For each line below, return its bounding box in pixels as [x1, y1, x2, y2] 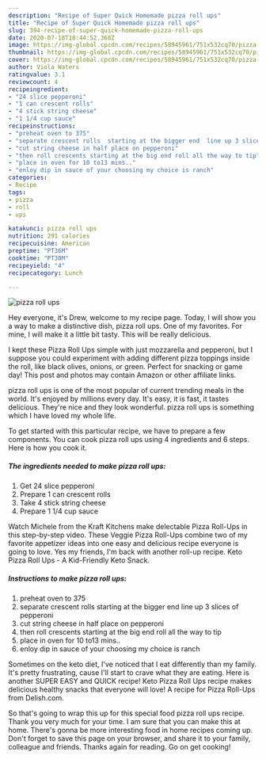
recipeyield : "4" [8, 261, 66, 269]
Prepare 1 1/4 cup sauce [19, 506, 99, 516]
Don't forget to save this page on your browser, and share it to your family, [8, 734, 251, 743]
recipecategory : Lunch [8, 269, 83, 277]
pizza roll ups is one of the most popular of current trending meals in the [8, 386, 245, 395]
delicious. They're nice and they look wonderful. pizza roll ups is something [8, 402, 255, 412]
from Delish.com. [8, 693, 65, 703]
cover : [8, 56, 30, 64]
